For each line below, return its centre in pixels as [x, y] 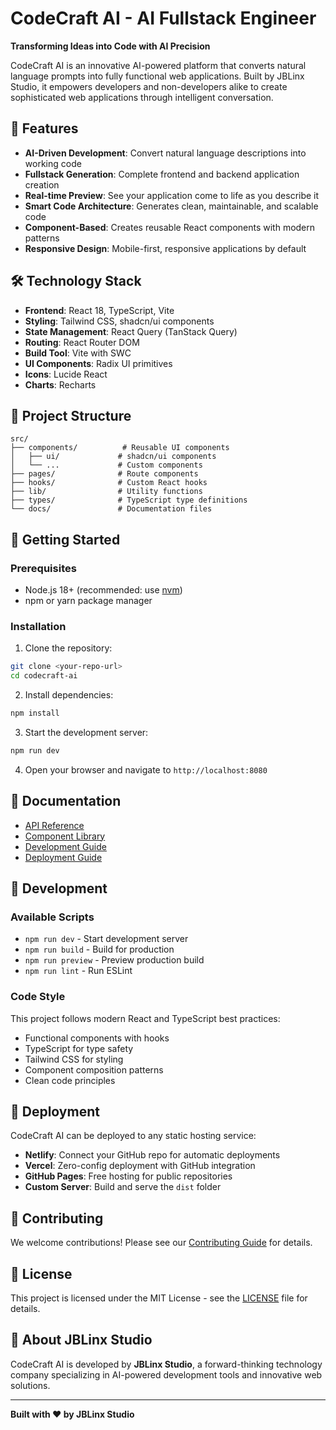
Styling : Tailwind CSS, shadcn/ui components [119, 321]
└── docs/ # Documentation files [111, 509]
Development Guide [65, 846]
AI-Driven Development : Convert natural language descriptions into [165, 153]
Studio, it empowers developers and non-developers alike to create [149, 86]
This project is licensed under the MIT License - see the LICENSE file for [159, 1298]
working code [53, 163]
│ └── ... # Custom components [106, 465]
